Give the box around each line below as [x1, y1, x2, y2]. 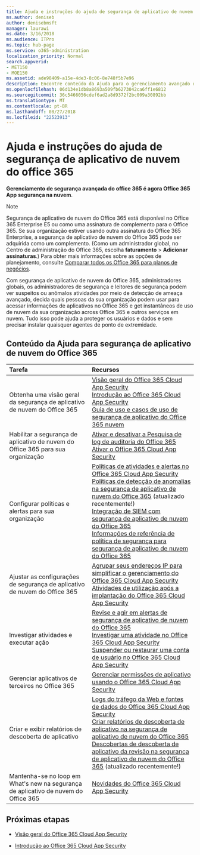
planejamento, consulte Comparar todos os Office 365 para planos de [6, 259, 177, 266]
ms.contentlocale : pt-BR [6, 103, 68, 109]
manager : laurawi [6, 25, 49, 32]
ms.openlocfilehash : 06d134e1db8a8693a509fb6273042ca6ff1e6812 [6, 87, 167, 93]
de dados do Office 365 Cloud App [92, 703, 190, 711]
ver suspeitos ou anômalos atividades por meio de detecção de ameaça [6, 290, 183, 297]
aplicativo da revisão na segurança [92, 748, 189, 755]
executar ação [9, 638, 49, 647]
